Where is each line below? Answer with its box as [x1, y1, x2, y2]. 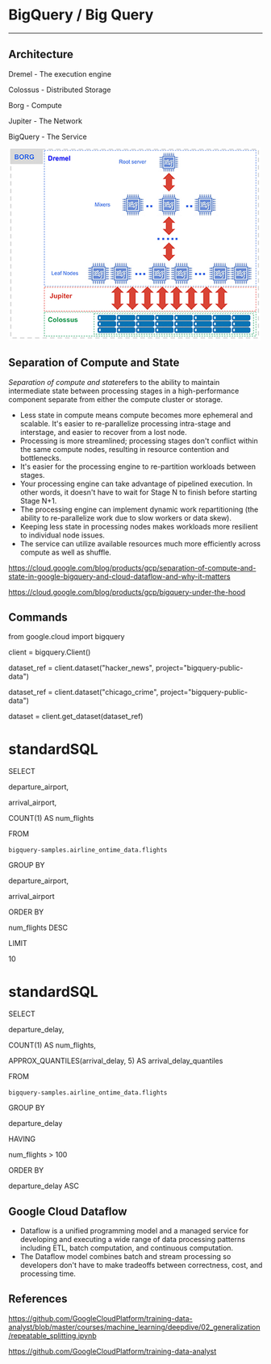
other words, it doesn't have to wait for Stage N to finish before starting [19, 487, 257, 497]
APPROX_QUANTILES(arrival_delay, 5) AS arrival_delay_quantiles [8, 1056, 223, 1066]
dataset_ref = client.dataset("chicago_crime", [8, 688, 159, 697]
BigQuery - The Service [8, 132, 87, 141]
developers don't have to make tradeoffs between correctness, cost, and [19, 1261, 263, 1270]
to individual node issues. [19, 530, 105, 540]
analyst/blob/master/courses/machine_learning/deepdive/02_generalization [8, 1322, 261, 1332]
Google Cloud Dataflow [8, 1204, 127, 1218]
